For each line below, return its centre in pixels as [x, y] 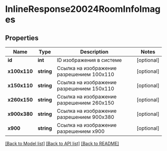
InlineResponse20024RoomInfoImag [83, 9]
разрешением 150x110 [85, 89]
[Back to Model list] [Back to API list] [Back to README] [62, 144]
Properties [22, 38]
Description [94, 52]
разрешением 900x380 [85, 117]
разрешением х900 [81, 131]
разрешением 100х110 [85, 74]
